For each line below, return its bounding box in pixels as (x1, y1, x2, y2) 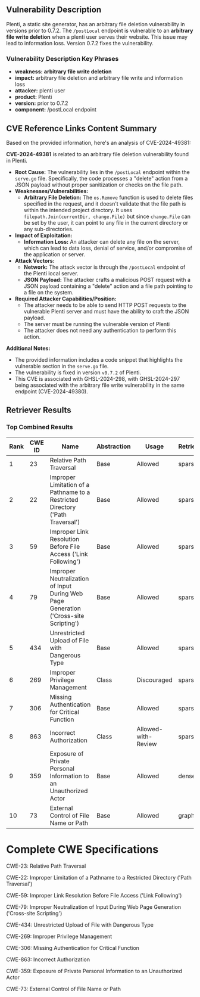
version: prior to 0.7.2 (14, 100, 68, 107)
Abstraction (96, 442, 131, 451)
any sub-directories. (23, 225, 74, 232)
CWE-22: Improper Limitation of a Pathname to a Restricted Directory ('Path (6, 874, 192, 881)
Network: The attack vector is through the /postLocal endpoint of (23, 263, 186, 271)
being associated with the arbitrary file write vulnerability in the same (14, 381, 185, 389)
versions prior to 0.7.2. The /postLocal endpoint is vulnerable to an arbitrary (6, 27, 193, 34)
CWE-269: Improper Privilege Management (6, 933, 112, 940)
